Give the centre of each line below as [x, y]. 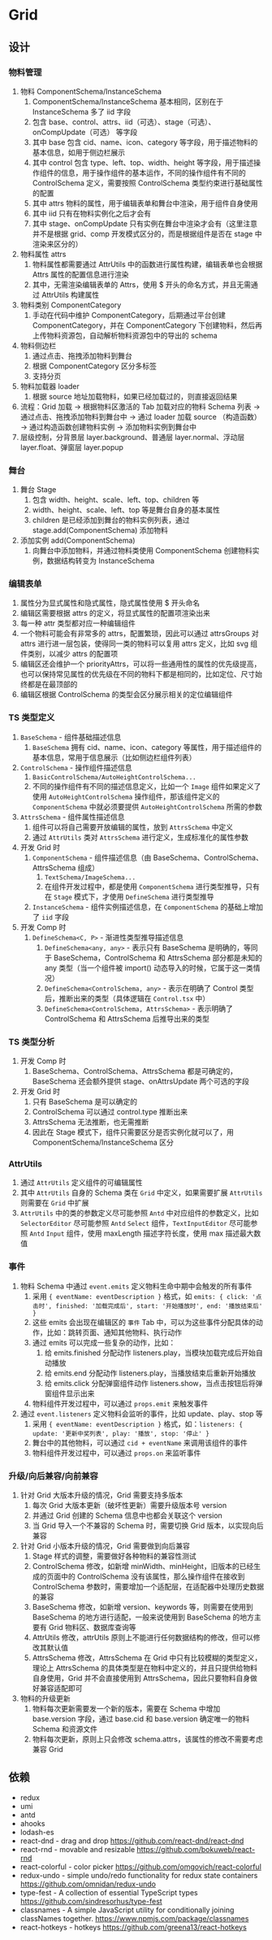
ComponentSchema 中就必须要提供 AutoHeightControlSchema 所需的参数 [147, 806]
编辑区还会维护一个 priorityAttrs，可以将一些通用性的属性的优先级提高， [140, 664]
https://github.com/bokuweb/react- [196, 1849]
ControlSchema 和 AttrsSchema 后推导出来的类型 [127, 1018]
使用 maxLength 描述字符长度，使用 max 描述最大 [171, 1233]
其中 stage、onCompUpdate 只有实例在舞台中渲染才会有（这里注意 [145, 223]
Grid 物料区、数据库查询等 [92, 1627]
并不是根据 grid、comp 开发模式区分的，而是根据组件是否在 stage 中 [147, 233]
